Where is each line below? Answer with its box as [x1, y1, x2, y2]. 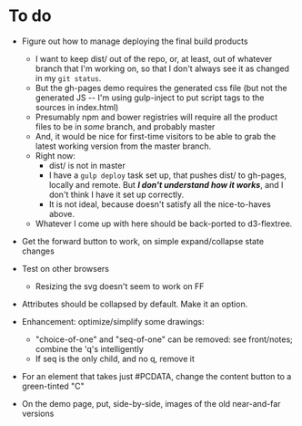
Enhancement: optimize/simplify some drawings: [21, 316, 205, 327]
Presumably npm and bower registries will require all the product [35, 111, 278, 122]
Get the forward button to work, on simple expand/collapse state [21, 235, 265, 246]
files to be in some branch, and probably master [35, 120, 216, 132]
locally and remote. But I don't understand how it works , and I [48, 179, 284, 190]
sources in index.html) [35, 101, 119, 112]
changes [21, 245, 55, 256]
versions [21, 408, 55, 419]
